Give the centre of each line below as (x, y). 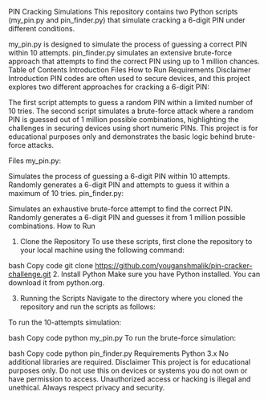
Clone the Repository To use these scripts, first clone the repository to (136, 241)
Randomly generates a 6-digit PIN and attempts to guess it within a (119, 185)
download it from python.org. (57, 283)
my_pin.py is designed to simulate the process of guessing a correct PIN (128, 44)
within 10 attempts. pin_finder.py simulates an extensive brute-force (120, 53)
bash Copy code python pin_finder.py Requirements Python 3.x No (118, 353)
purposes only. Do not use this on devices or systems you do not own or (128, 370)
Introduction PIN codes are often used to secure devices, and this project (129, 78)
